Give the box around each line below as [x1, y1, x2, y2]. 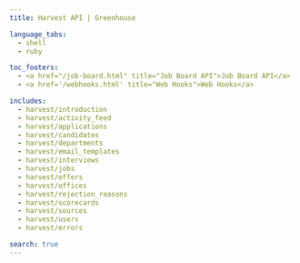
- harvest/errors [17, 224, 84, 233]
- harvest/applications [17, 122, 107, 131]
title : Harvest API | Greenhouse [9, 13, 136, 23]
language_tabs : [9, 29, 67, 39]
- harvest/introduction [17, 105, 107, 114]
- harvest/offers [17, 172, 84, 182]
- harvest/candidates [17, 130, 100, 139]
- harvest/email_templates [17, 147, 120, 157]
